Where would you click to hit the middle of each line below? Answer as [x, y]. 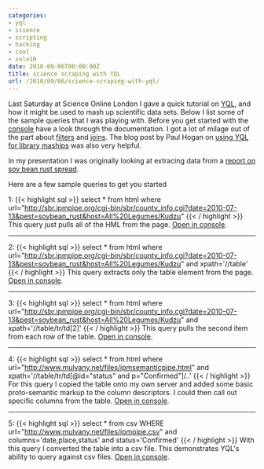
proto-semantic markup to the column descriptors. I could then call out [123, 392]
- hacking [24, 45]
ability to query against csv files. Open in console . [89, 456]
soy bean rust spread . [44, 169]
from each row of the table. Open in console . [81, 336]
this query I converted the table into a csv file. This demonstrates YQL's [124, 448]
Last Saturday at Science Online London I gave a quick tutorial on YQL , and [130, 104]
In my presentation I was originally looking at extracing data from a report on [132, 160]
